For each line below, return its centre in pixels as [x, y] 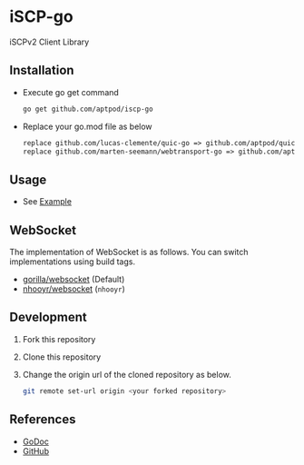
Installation [42, 70]
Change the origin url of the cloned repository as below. [127, 374]
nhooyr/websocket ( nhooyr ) [74, 289]
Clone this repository [62, 357]
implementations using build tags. [73, 262]
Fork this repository [59, 339]
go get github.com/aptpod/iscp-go [88, 109]
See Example [47, 202]
